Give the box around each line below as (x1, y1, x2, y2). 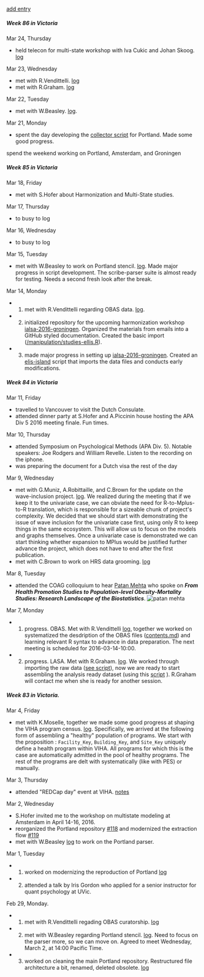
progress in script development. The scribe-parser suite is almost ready (15, 268, 197, 276)
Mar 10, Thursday (6, 430, 51, 438)
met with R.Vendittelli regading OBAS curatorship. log (24, 918, 159, 925)
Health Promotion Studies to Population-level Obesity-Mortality (15, 588, 182, 595)
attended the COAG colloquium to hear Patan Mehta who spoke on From (15, 582, 198, 589)
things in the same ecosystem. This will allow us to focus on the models (15, 525, 197, 532)
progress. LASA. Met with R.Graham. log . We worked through (24, 657, 179, 665)
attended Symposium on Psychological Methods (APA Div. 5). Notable (15, 442, 192, 450)
